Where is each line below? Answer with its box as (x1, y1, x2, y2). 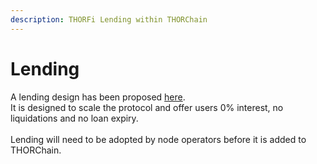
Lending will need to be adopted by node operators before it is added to (10, 133, 307, 145)
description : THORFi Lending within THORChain (10, 14, 208, 25)
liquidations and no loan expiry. (10, 112, 139, 124)
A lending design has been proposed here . (10, 91, 186, 103)
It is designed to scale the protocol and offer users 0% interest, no (10, 101, 284, 113)
